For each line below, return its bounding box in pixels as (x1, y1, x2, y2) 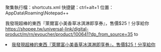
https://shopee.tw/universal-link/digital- (5, 26, 89, 31)
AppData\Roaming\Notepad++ (5, 10, 69, 16)
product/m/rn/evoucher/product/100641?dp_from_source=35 (5, 31, 133, 37)
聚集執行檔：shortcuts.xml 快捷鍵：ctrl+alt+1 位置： (5, 4, 114, 10)
